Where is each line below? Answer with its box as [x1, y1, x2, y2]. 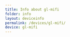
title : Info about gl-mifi [5, 7, 59, 12]
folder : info [5, 12, 31, 16]
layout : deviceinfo [5, 16, 44, 21]
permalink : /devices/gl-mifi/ [5, 20, 66, 25]
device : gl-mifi [5, 25, 38, 30]
